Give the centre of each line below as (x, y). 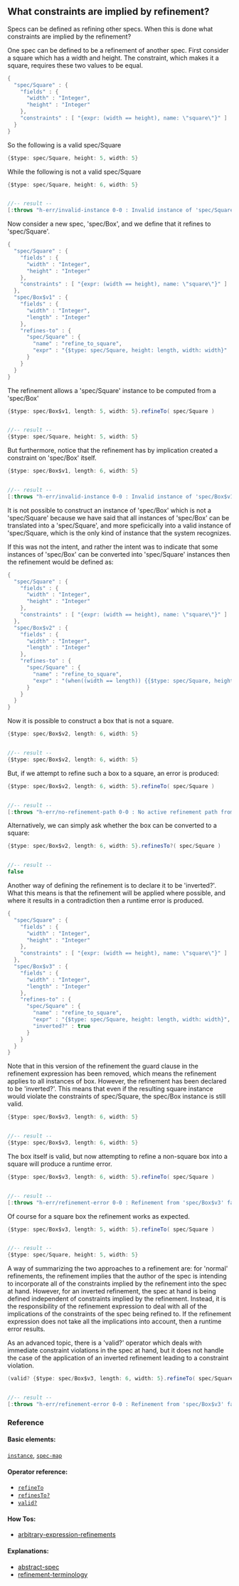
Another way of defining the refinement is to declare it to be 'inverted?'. (112, 886)
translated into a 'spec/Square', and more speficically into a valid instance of (119, 525)
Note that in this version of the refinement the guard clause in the (103, 1066)
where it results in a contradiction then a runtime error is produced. (106, 900)
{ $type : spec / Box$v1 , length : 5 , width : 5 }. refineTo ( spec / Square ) (111, 411)
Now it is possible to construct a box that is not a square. (91, 721)
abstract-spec (38, 1567)
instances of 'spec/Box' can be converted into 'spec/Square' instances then (119, 554)
